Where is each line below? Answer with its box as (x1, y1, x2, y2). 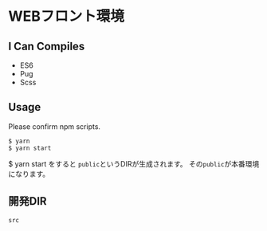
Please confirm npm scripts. (8, 121, 101, 131)
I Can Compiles (8, 39, 85, 53)
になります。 (8, 169, 50, 178)
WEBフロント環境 (8, 7, 125, 25)
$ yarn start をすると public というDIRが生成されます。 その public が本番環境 (8, 159, 260, 168)
